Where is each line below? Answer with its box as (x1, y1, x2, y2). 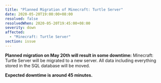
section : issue (5, 39, 36, 44)
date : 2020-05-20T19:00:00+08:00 (5, 12, 73, 17)
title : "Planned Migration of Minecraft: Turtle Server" (5, 7, 123, 12)
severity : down (5, 25, 36, 30)
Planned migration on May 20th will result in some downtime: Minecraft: (5, 52, 154, 58)
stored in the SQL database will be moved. (5, 62, 90, 68)
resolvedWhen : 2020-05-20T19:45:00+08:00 (5, 21, 91, 26)
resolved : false (5, 16, 38, 21)
